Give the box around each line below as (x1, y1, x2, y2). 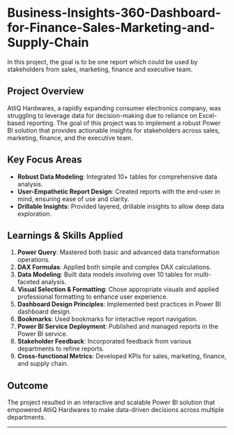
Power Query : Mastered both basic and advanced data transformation (17, 248, 220, 256)
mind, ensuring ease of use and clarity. (17, 194, 130, 203)
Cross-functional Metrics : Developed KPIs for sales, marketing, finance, (17, 352, 227, 360)
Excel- (198, 111, 217, 119)
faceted (17, 278, 40, 286)
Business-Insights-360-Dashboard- (7, 5, 221, 21)
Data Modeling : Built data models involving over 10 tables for (17, 270, 193, 279)
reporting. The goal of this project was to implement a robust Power (26, 119, 221, 127)
